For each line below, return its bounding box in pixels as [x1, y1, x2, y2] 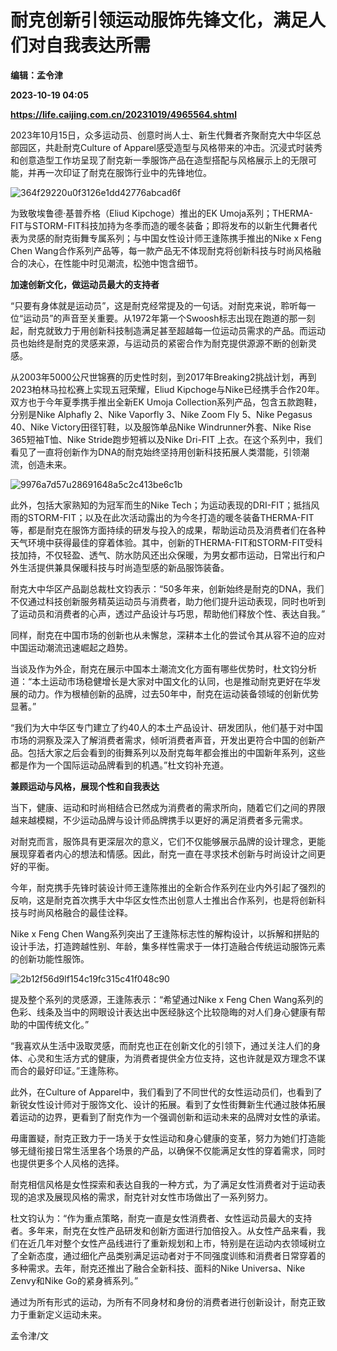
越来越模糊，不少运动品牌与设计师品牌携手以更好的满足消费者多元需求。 [10, 814, 308, 826]
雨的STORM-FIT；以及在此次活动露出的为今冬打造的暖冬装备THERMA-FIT [10, 511, 315, 523]
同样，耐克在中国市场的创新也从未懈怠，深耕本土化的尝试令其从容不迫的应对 [10, 629, 326, 641]
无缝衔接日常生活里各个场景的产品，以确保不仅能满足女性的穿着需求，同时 [18, 1144, 326, 1156]
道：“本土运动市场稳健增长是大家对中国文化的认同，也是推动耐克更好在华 [10, 675, 313, 687]
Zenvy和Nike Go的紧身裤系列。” [10, 1274, 139, 1286]
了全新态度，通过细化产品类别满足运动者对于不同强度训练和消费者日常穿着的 [10, 1249, 326, 1261]
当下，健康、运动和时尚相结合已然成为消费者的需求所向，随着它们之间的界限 [10, 801, 326, 813]
